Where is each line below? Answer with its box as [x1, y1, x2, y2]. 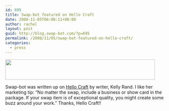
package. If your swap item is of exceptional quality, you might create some [5, 94, 164, 100]
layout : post [5, 26, 33, 31]
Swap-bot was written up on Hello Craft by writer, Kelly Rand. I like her [5, 84, 153, 90]
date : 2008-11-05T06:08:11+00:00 [5, 17, 76, 22]
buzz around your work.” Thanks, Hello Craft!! [5, 100, 102, 106]
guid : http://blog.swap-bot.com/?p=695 [5, 31, 90, 36]
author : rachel [5, 21, 38, 27]
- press [10, 45, 26, 50]
